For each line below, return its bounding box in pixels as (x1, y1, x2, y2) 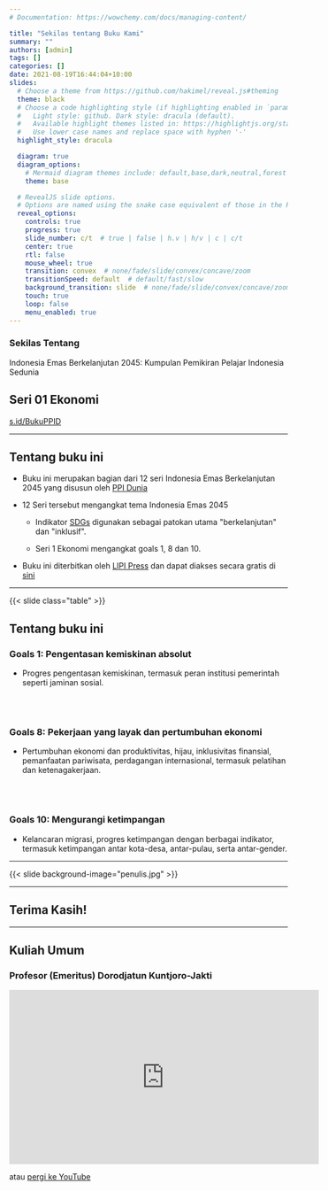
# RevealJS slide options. (17, 192, 117, 202)
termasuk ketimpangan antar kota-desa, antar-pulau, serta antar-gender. (21, 843, 287, 854)
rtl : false (25, 250, 65, 259)
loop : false (25, 299, 69, 308)
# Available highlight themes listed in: (17, 120, 179, 128)
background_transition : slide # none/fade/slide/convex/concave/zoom (25, 283, 291, 292)
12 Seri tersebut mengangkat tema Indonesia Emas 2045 (21, 499, 228, 510)
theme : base (25, 176, 69, 186)
